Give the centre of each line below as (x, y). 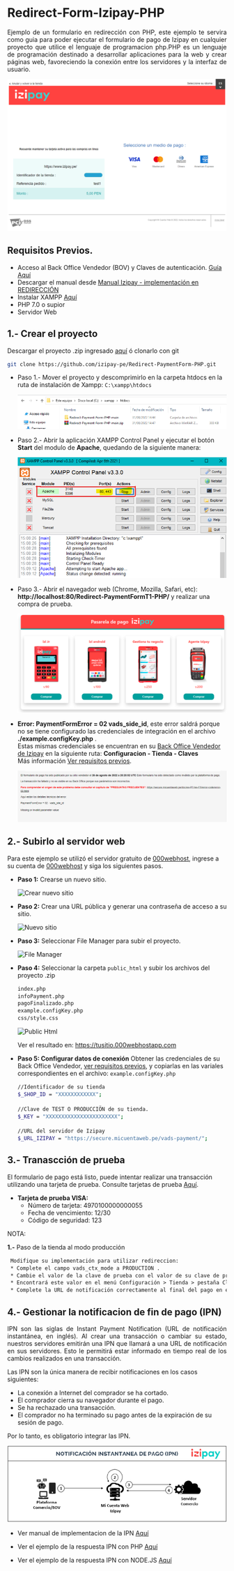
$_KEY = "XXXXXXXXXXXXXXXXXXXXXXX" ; (70, 1116)
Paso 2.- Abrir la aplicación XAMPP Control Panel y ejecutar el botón (116, 440)
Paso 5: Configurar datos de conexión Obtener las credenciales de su (119, 1058)
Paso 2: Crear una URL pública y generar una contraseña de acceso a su (122, 906)
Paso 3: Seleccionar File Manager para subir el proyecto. (99, 941)
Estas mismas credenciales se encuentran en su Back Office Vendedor (119, 746)
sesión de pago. (40, 1422)
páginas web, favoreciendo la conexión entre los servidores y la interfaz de (117, 61)
